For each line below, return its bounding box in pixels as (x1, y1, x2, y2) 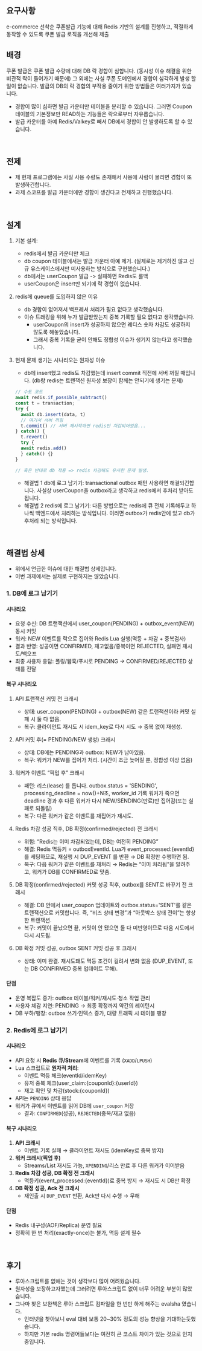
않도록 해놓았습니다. (33, 328, 80, 336)
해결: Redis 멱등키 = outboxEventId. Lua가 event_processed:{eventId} (24, 845, 195, 853)
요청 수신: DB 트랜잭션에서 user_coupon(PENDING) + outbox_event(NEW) (14, 620, 195, 627)
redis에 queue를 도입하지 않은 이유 (14, 293, 98, 301)
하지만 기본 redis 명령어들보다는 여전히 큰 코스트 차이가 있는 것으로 (24, 1330, 181, 1338)
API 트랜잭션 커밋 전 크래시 (14, 695, 78, 702)
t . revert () (21, 434, 48, 440)
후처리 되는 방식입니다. (24, 516, 78, 524)
